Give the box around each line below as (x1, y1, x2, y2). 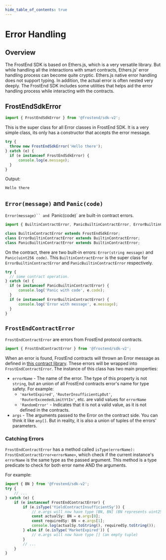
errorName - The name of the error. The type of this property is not (12, 375, 147, 381)
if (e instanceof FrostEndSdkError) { (9, 153, 90, 158)
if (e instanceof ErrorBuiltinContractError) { (9, 297, 110, 302)
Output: (5, 176, 21, 182)
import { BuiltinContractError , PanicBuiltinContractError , (5, 222, 132, 227)
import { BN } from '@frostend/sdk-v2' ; (5, 482, 90, 487)
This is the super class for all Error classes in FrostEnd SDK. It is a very (5, 125, 149, 131)
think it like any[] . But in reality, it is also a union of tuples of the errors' (12, 418, 157, 423)
